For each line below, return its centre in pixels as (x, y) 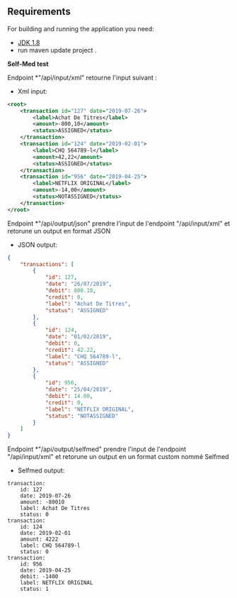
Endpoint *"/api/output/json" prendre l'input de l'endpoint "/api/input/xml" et (119, 223)
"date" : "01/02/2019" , (79, 337)
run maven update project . (57, 50)
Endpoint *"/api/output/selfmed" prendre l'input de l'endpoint (97, 449)
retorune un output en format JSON (59, 231)
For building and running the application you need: (81, 28)
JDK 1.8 (29, 43)
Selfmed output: (41, 470)
